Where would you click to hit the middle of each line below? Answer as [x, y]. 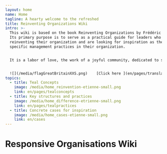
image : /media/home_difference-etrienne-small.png [68, 101]
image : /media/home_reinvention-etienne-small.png [68, 87]
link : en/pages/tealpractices [45, 106]
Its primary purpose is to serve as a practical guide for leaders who [85, 38]
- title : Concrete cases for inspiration [53, 110]
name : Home [16, 14]
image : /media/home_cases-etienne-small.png [61, 115]
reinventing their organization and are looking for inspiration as [82, 42]
